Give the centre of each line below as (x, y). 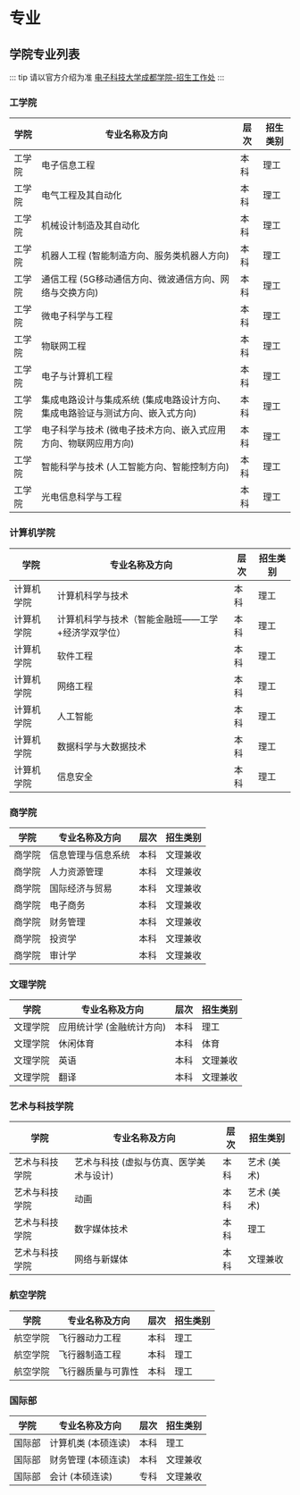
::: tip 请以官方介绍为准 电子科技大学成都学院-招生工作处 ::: (117, 77)
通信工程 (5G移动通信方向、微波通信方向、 (131, 280)
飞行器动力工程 (90, 1338)
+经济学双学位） (91, 633)
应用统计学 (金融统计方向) (112, 1027)
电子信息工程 (68, 165)
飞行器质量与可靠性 (99, 1371)
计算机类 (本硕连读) (90, 1443)
